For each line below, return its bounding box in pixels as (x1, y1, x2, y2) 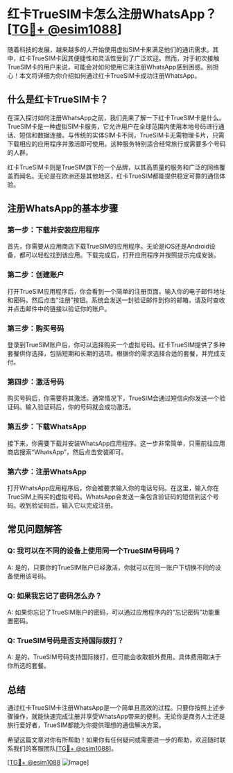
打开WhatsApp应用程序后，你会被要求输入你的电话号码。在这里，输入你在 (7, 483, 220, 492)
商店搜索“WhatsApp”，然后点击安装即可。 (7, 447, 128, 456)
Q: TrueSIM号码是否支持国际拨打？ (7, 635, 125, 645)
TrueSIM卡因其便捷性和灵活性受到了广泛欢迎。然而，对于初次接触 (31, 53, 220, 63)
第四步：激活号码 (7, 376, 64, 386)
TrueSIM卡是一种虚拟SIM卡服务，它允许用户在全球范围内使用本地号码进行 (7, 122, 218, 131)
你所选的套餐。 (7, 661, 50, 670)
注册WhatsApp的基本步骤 (7, 203, 119, 215)
